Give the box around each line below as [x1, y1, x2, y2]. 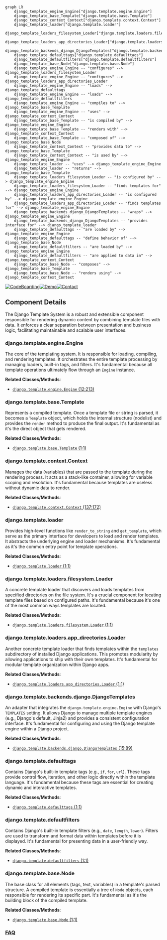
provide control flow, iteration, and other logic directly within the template [5, 774, 156, 780]
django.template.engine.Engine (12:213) [12, 386, 94, 392]
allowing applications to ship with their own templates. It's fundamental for [5, 656, 158, 662]
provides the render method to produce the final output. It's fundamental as [5, 420, 160, 426]
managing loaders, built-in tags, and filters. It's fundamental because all [5, 362, 153, 368]
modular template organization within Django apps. [5, 662, 110, 668]
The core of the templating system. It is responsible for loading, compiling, [5, 351, 158, 357]
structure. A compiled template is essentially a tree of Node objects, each [5, 887, 154, 893]
